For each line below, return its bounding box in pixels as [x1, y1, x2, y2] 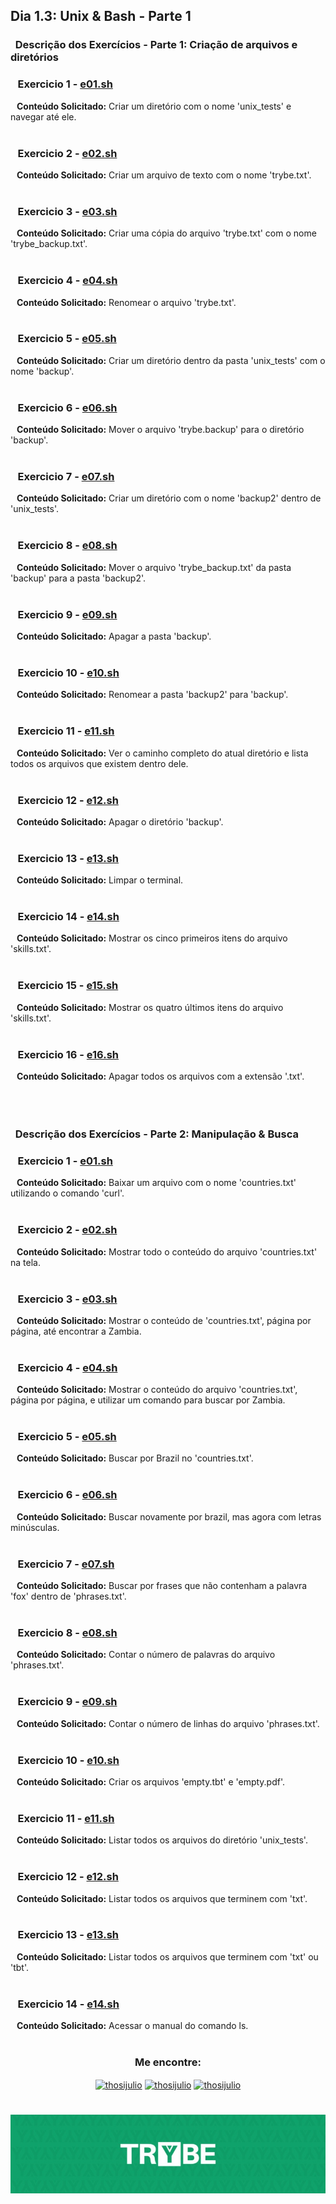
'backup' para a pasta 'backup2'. [10, 572, 146, 584]
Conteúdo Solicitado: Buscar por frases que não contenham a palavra [16, 1580, 308, 1592]
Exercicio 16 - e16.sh [17, 1047, 120, 1061]
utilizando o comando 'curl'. [10, 1187, 125, 1199]
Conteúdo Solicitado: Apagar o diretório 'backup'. [16, 815, 224, 828]
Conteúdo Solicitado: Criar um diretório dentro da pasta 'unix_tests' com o [16, 354, 326, 366]
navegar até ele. [10, 110, 77, 123]
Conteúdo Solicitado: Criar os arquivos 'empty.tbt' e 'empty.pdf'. [16, 1775, 286, 1788]
